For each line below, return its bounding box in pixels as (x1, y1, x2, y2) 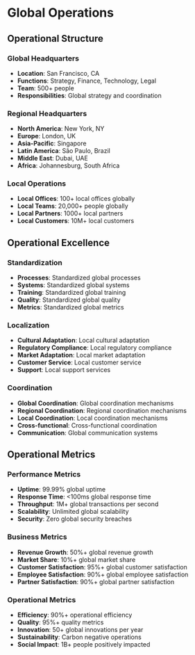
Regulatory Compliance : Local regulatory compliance (17, 343, 172, 352)
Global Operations (7, 5, 115, 21)
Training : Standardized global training (17, 289, 126, 297)
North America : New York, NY (17, 124, 105, 133)
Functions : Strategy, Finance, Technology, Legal (17, 76, 157, 85)
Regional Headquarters (7, 108, 87, 118)
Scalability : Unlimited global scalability (17, 508, 130, 516)
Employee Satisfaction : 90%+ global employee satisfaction (17, 570, 189, 579)
